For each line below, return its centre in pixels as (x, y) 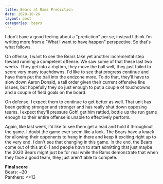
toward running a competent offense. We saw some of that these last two (79, 61)
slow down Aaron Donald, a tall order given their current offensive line (75, 82)
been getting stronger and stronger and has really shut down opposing (76, 107)
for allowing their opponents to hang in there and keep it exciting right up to (81, 137)
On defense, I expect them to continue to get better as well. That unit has (78, 102)
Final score (17, 167)
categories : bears (24, 23)
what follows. (18, 47)
